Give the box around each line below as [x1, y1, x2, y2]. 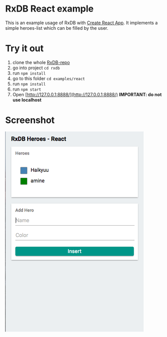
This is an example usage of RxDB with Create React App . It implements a [5, 20, 158, 26]
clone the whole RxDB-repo [12, 59, 70, 65]
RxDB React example [5, 3, 94, 15]
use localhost [12, 97, 42, 103]
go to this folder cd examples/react [12, 75, 86, 81]
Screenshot [5, 114, 55, 126]
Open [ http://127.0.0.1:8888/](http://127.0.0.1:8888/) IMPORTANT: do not [12, 91, 162, 97]
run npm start [12, 86, 41, 92]
